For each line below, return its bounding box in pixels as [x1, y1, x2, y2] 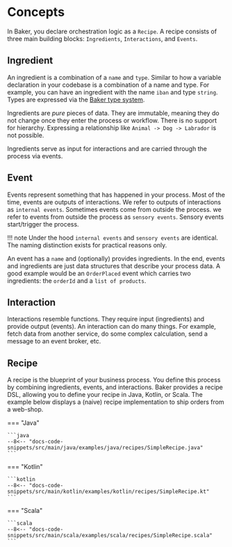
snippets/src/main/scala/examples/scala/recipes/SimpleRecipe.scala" [7, 532, 213, 539]
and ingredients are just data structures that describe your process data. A [7, 261, 221, 270]
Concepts [7, 4, 65, 20]
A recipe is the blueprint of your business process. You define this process [7, 376, 221, 384]
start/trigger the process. [7, 220, 79, 228]
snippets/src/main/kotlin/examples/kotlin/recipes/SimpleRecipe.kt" [7, 488, 210, 496]
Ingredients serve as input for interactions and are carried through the [7, 144, 207, 153]
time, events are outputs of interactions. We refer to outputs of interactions [7, 197, 221, 206]
